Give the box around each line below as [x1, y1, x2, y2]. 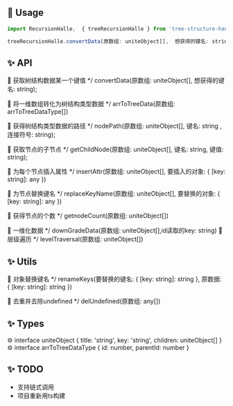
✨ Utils [7, 255, 37, 267]
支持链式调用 [17, 382, 54, 391]
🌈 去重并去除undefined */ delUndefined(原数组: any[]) [7, 297, 161, 305]
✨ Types [7, 317, 45, 330]
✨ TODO [7, 364, 44, 375]
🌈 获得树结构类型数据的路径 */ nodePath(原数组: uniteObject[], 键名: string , [7, 122, 222, 130]
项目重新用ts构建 [17, 391, 66, 400]
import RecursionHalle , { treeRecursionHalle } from [7, 25, 166, 32]
